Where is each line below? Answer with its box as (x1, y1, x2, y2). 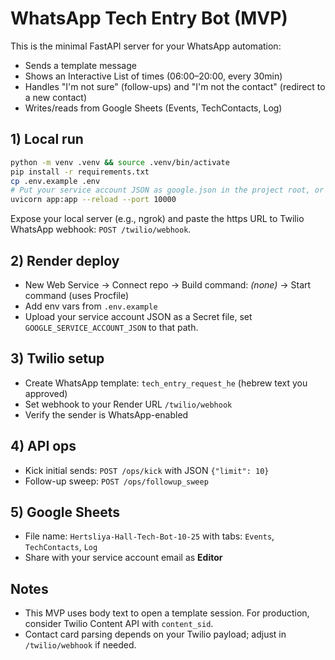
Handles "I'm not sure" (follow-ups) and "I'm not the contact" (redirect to (24, 80, 326, 92)
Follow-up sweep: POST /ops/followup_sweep (24, 475, 209, 487)
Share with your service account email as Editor (24, 552, 223, 564)
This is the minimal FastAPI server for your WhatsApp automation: (10, 40, 282, 52)
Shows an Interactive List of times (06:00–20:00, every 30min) (24, 70, 283, 82)
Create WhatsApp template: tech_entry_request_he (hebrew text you (24, 377, 308, 389)
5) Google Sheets (10, 503, 121, 521)
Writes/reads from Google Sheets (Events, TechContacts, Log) (24, 102, 283, 114)
